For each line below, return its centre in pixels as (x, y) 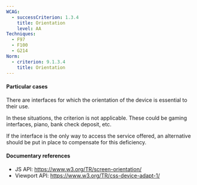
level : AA (29, 28)
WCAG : (13, 12)
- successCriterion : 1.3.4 (45, 17)
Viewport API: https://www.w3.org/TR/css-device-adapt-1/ (87, 175)
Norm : (13, 56)
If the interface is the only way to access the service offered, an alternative (99, 136)
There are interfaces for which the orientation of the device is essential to (97, 100)
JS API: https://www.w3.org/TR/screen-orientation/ (78, 169)
